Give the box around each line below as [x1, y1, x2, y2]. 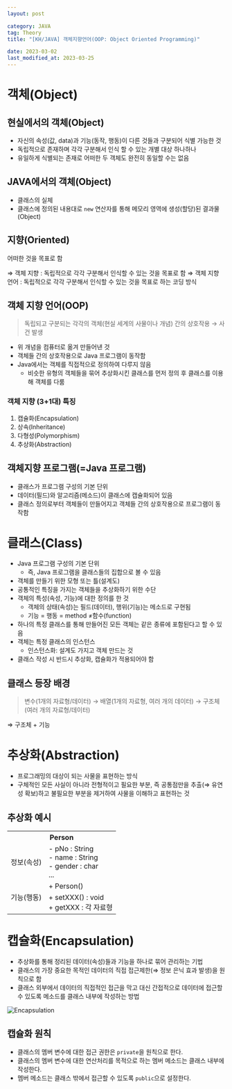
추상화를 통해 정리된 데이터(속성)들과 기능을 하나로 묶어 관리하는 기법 [17, 957, 203, 965]
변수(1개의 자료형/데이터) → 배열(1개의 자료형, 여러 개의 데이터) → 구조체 [24, 697, 220, 706]
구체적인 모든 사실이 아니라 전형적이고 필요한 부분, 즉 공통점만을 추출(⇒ [17, 780, 211, 789]
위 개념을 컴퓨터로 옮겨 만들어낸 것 [17, 343, 110, 351]
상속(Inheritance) [17, 422, 66, 431]
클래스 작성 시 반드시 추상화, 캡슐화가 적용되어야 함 [17, 655, 154, 663]
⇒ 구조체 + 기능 [7, 720, 51, 729]
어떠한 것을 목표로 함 [7, 254, 63, 262]
